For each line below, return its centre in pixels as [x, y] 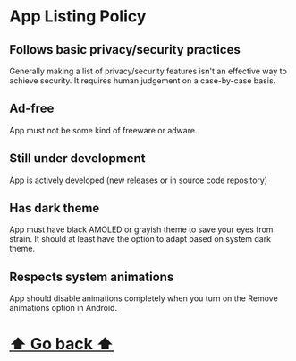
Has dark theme [55, 208]
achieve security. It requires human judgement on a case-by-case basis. [143, 81]
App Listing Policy [78, 17]
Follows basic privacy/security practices [125, 50]
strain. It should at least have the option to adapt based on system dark [140, 239]
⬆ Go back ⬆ [62, 344]
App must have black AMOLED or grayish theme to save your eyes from [141, 229]
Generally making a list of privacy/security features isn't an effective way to [148, 71]
